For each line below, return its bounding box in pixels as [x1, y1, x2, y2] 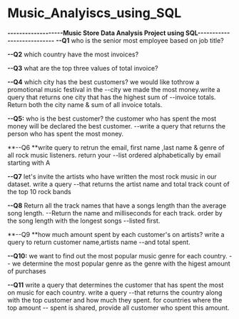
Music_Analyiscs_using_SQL [7, 5, 182, 21]
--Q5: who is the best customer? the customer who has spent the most [7, 114, 217, 123]
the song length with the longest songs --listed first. [7, 216, 161, 225]
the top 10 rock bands [7, 187, 71, 196]
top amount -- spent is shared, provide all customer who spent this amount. [7, 303, 230, 312]
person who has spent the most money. [7, 129, 124, 138]
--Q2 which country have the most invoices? [7, 50, 139, 59]
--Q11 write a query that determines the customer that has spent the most [7, 280, 224, 289]
